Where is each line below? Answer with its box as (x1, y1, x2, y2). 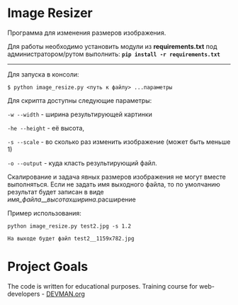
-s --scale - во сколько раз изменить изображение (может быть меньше (7, 137, 231, 146)
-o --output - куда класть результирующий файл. (7, 158, 157, 167)
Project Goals (7, 259, 89, 274)
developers (7, 289, 40, 298)
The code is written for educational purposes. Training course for (7, 282, 198, 290)
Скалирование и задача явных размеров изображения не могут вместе (7, 172, 227, 181)
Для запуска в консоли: (7, 70, 79, 79)
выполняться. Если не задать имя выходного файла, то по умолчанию (7, 179, 221, 189)
